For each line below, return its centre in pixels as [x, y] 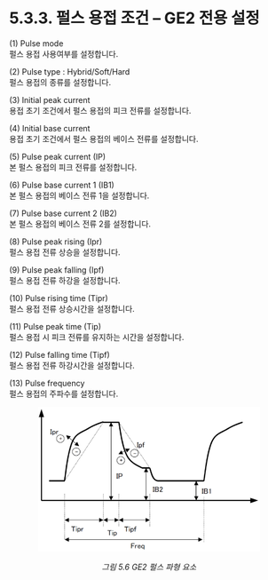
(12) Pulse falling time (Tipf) [60, 354]
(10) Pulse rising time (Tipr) [59, 298]
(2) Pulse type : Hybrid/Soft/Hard [70, 71]
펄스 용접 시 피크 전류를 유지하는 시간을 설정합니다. [97, 337]
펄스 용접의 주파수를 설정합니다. [64, 393]
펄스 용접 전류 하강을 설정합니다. [65, 280]
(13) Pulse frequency [47, 383]
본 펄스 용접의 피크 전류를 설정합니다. [73, 167]
